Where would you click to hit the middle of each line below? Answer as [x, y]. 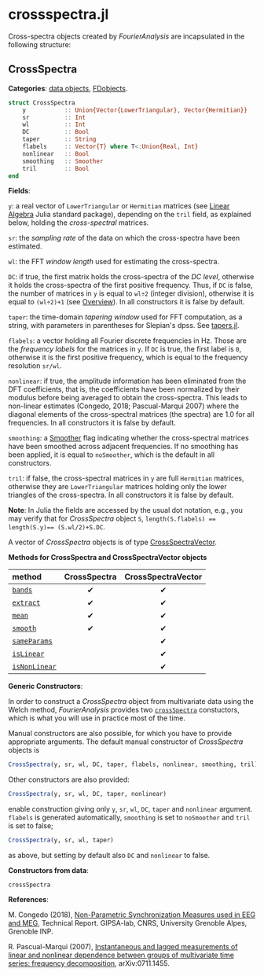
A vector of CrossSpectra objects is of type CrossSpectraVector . [113, 542]
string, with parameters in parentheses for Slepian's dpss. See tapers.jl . [124, 326]
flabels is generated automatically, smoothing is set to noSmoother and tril [129, 818]
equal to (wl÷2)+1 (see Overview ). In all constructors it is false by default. [126, 302]
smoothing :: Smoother [63, 161]
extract [26, 603]
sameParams [32, 641]
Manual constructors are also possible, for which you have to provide [120, 734]
